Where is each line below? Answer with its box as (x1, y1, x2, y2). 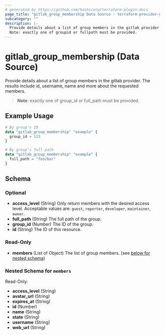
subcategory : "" (5, 16, 38, 21)
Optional (5, 189, 26, 196)
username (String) (12, 319, 50, 325)
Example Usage (5, 112, 54, 120)
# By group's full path (5, 148, 54, 153)
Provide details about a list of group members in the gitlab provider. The (5, 77, 151, 83)
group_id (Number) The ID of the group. (12, 221, 94, 227)
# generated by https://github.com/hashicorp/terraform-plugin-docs (5, 7, 148, 12)
